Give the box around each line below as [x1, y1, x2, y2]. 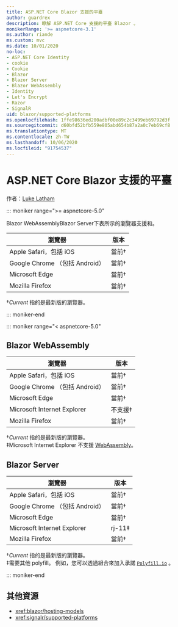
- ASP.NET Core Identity [6, 54, 69, 60]
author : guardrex [6, 15, 51, 21]
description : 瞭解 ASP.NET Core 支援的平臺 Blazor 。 [6, 20, 138, 26]
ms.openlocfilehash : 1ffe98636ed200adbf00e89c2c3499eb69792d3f [6, 117, 171, 123]
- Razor [6, 100, 26, 106]
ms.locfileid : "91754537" [6, 145, 72, 151]
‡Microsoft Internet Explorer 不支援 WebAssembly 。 [6, 441, 137, 449]
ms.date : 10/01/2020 [6, 43, 59, 49]
